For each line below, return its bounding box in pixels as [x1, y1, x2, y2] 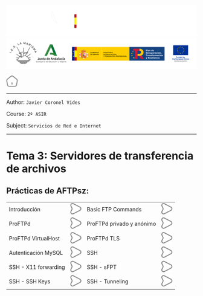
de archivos [6, 162, 66, 175]
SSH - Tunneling [86, 278, 129, 285]
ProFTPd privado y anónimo [86, 220, 156, 228]
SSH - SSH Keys [8, 278, 51, 285]
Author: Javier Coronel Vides [6, 98, 80, 106]
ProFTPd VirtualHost [8, 234, 60, 242]
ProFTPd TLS [86, 234, 120, 242]
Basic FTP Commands [86, 206, 142, 213]
